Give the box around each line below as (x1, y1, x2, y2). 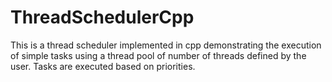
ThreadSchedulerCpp (10, 6, 195, 29)
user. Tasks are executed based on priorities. (10, 60, 196, 72)
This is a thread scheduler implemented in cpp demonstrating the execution (10, 39, 322, 51)
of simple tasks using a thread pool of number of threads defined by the (10, 49, 307, 61)
